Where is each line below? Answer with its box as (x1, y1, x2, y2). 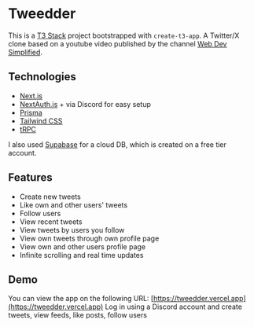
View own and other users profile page (19, 241, 146, 252)
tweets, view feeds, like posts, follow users (8, 310, 148, 320)
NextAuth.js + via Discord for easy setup (19, 99, 152, 108)
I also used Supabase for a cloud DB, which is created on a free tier (8, 139, 226, 149)
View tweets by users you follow (19, 225, 125, 234)
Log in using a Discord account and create (105, 302, 242, 311)
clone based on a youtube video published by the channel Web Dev (8, 39, 227, 48)
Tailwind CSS (19, 116, 63, 126)
